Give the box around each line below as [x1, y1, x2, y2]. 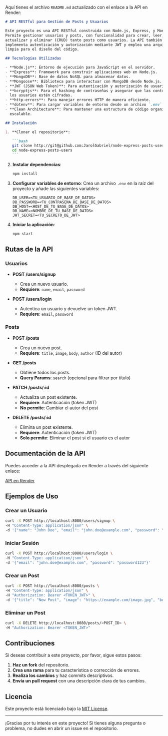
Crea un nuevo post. [19, 345, 62, 351]
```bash [11, 139, 28, 144]
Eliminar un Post [5, 609, 46, 616]
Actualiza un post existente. [19, 394, 77, 400]
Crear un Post [5, 572, 39, 579]
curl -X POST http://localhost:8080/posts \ [5, 583, 99, 588]
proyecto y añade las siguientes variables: [12, 185, 99, 192]
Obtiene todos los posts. [19, 369, 70, 375]
